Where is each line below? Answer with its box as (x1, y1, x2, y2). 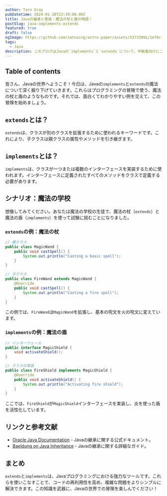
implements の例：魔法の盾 (5, 329, 67, 336)
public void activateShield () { (14, 377, 81, 382)
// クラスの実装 (5, 363, 34, 368)
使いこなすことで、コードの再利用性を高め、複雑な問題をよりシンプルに (13, 479, 162, 485)
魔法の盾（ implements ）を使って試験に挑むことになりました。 (5, 214, 132, 220)
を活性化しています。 (5, 407, 49, 413)
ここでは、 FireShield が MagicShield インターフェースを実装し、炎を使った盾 (5, 401, 161, 407)
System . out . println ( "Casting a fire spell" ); (23, 290, 119, 295)
